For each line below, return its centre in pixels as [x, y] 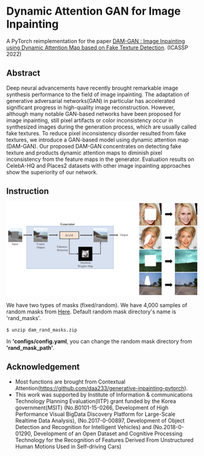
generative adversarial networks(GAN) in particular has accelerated [91, 101]
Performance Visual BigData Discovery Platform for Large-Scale [95, 414]
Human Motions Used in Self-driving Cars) [68, 446]
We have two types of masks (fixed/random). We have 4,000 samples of [97, 305]
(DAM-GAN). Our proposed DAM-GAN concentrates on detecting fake [94, 146]
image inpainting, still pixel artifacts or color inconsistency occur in [90, 120]
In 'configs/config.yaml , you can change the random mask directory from [99, 341]
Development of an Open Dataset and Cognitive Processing [108, 433]
